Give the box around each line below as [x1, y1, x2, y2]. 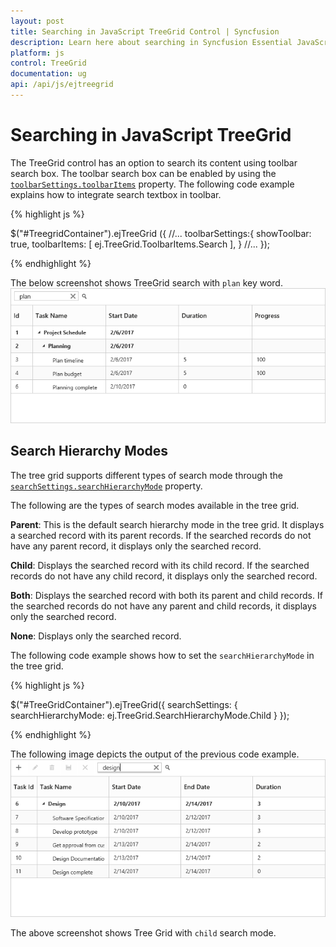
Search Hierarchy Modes [10, 443, 169, 460]
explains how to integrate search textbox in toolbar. [10, 188, 222, 200]
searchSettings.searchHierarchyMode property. [10, 480, 203, 492]
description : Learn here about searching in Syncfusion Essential [10, 37, 293, 47]
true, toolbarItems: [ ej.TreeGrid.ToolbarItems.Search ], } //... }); [10, 238, 270, 250]
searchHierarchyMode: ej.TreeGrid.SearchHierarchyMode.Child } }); [10, 709, 290, 721]
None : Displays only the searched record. [10, 630, 182, 642]
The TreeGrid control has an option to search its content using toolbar [10, 156, 298, 169]
